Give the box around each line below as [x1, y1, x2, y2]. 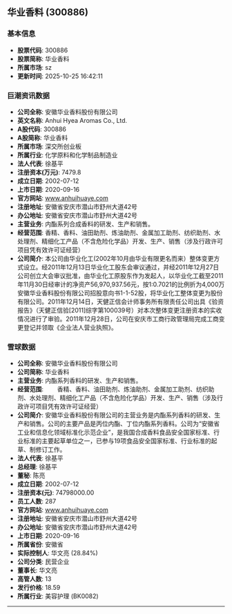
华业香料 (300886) [7, 6, 88, 19]
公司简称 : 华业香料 [17, 368, 70, 376]
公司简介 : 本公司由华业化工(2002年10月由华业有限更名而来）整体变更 [17, 254, 214, 262]
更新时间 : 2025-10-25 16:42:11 [17, 72, 104, 80]
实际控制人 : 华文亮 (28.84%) [17, 549, 98, 557]
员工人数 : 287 [17, 497, 57, 506]
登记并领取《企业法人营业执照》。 [23, 323, 117, 331]
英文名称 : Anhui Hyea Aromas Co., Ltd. [17, 116, 128, 124]
